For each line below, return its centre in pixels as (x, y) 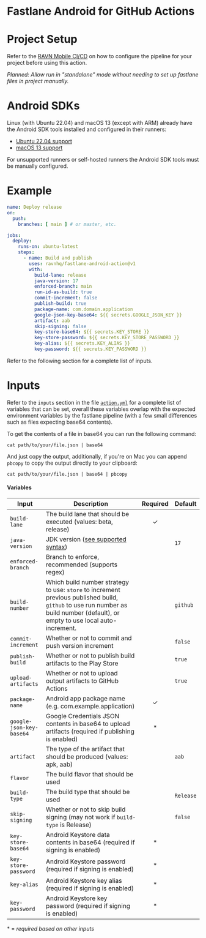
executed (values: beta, (79, 522)
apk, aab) (59, 765)
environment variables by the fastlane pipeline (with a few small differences (102, 415)
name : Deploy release (35, 207)
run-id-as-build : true (63, 292)
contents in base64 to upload (88, 724)
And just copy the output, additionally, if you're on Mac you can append (97, 456)
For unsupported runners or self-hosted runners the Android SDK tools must (103, 160)
